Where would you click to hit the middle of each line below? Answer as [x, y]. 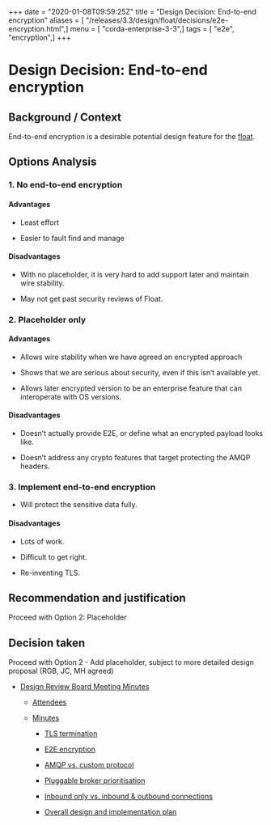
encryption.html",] [38, 29]
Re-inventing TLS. [50, 573]
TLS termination [71, 734]
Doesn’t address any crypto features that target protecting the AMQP [135, 458]
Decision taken [47, 643]
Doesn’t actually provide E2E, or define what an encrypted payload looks [142, 434]
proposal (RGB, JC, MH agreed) [61, 671]
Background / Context [65, 117]
